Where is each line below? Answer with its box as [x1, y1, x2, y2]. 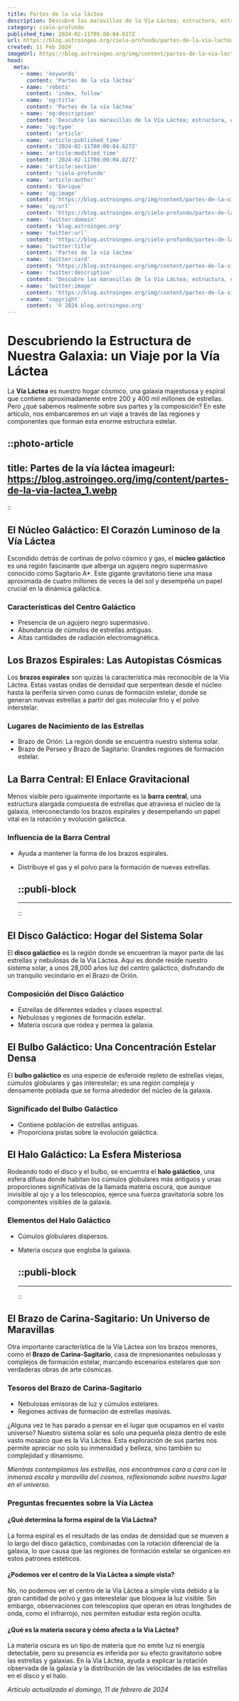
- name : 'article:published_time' [20, 136, 122, 143]
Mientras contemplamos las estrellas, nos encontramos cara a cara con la [7, 1465, 226, 1473]
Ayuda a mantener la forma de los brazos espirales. [17, 849, 169, 857]
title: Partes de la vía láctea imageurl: [7, 461, 176, 474]
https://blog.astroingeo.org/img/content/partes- [7, 473, 229, 485]
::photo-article [7, 438, 74, 450]
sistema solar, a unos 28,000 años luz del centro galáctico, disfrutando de [7, 964, 225, 972]
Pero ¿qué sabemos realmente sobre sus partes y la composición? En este [7, 402, 226, 411]
